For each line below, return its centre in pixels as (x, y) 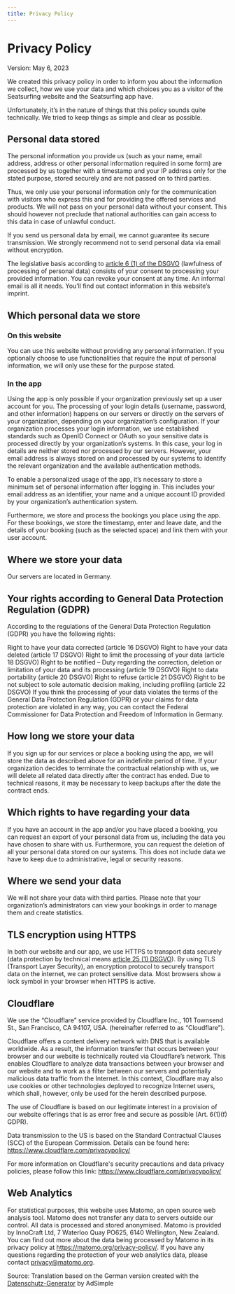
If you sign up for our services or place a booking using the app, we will (110, 753)
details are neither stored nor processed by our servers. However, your (109, 451)
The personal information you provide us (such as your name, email (105, 156)
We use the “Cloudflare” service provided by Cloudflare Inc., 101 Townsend (115, 1020)
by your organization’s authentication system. (73, 502)
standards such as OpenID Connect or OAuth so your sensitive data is (108, 436)
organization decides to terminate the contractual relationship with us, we (113, 768)
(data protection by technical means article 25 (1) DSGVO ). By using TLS (111, 959)
